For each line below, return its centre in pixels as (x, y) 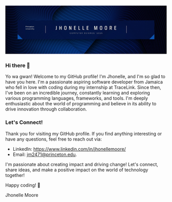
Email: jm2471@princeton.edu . (45, 154)
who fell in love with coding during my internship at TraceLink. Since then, (83, 87)
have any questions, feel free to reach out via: (54, 139)
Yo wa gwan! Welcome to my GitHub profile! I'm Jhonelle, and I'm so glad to (85, 77)
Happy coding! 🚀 (23, 185)
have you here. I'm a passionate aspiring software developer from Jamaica (84, 82)
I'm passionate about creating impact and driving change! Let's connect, (82, 164)
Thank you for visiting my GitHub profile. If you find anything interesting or (84, 133)
